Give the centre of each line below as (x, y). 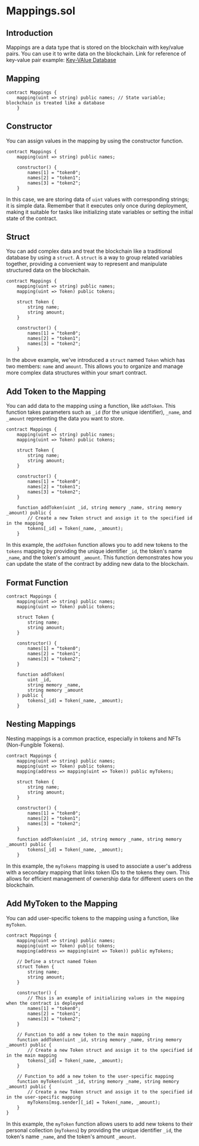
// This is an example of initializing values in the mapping (106, 998)
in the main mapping (32, 1055)
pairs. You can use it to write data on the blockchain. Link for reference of (96, 54)
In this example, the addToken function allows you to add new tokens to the (97, 545)
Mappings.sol (41, 11)
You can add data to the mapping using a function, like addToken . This (91, 406)
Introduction (30, 33)
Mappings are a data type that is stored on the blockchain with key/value (95, 47)
